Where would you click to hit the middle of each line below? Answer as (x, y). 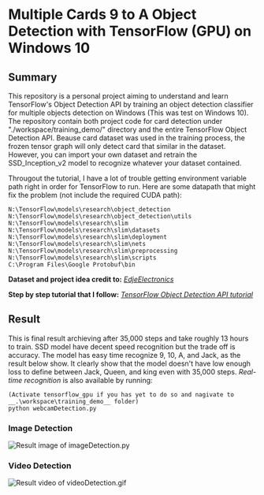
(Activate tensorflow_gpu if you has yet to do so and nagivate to (121, 395)
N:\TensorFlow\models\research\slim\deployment (88, 237)
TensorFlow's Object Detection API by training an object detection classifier (131, 104)
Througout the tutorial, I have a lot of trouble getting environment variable (127, 178)
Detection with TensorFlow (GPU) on (130, 31)
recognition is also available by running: (88, 380)
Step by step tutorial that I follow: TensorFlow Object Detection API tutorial (131, 294)
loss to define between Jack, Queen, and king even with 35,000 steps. (123, 371)
